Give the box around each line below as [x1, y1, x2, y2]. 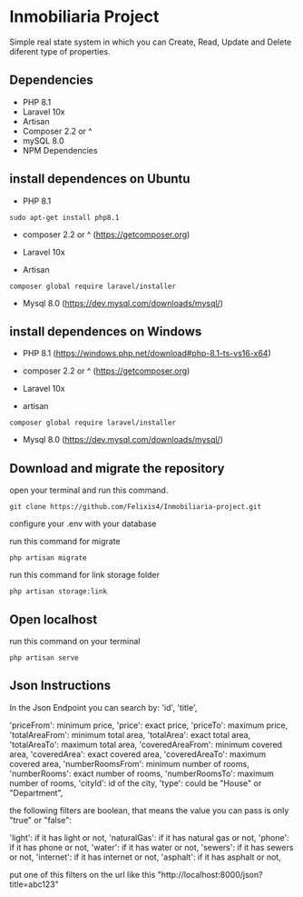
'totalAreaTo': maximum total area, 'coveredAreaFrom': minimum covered [9, 739, 283, 750]
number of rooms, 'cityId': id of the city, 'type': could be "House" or [9, 777, 262, 788]
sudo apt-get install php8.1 [9, 213, 120, 222]
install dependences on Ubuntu [9, 171, 191, 187]
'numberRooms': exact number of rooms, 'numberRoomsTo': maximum [9, 768, 274, 779]
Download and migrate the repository [9, 461, 225, 476]
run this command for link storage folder [9, 570, 161, 581]
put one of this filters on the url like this [9, 869, 156, 880]
